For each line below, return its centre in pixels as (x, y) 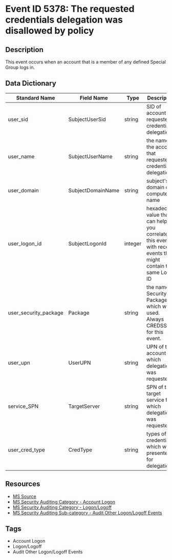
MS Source (25, 496)
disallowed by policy (50, 31)
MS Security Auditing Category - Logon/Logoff (62, 507)
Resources (23, 484)
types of (156, 433)
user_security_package (36, 313)
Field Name (94, 98)
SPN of (155, 387)
